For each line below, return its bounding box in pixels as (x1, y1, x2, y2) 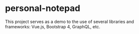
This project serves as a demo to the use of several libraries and (5, 19, 134, 24)
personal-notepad (5, 3, 80, 14)
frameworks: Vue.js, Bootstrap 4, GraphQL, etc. (5, 23, 100, 29)
